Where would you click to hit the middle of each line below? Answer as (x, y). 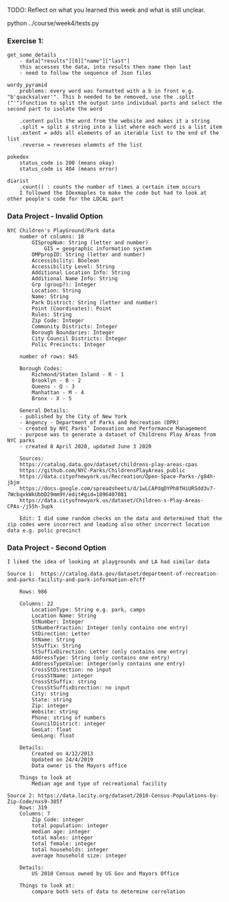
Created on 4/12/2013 (63, 753)
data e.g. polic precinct (44, 531)
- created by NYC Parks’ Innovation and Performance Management (113, 428)
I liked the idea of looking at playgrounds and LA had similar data (109, 561)
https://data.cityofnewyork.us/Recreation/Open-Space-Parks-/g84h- (118, 476)
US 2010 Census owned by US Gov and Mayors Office (106, 873)
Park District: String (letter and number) (95, 302)
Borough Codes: (41, 368)
